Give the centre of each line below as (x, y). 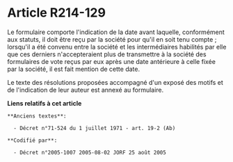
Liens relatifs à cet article (45, 103)
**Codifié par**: (32, 140)
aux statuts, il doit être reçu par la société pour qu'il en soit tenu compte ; (112, 39)
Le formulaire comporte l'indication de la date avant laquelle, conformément (116, 32)
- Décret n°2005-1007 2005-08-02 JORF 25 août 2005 (90, 152)
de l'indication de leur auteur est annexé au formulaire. (86, 90)
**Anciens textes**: (37, 116)
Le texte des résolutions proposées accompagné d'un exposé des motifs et (115, 82)
